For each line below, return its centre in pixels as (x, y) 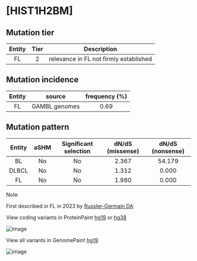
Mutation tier (30, 33)
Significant (77, 143)
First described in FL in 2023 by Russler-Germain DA (70, 206)
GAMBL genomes (56, 106)
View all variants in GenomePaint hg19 (52, 240)
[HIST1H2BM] (40, 11)
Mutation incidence (43, 80)
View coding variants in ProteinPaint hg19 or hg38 (67, 217)
